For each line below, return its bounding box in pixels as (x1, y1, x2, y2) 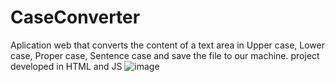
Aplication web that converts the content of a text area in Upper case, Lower (10, 39, 325, 51)
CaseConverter (10, 6, 141, 29)
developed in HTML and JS (10, 60, 123, 72)
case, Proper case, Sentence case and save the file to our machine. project (10, 49, 320, 61)
